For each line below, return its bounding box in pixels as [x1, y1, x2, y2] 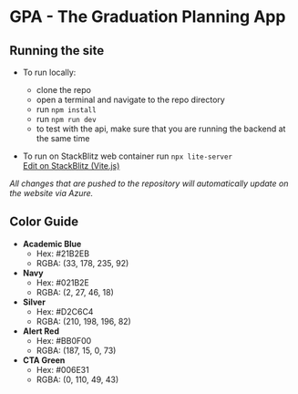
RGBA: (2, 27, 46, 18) [36, 286, 114, 297]
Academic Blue [22, 238, 82, 249]
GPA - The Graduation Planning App [9, 6, 286, 27]
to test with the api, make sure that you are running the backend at [36, 123, 286, 134]
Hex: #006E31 [36, 364, 89, 375]
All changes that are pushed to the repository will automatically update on [9, 178, 289, 189]
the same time [36, 133, 90, 143]
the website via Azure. [9, 188, 94, 198]
